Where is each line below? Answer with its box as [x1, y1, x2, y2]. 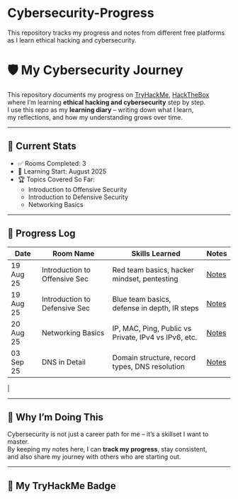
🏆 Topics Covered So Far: [17, 175, 96, 184]
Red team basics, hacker [112, 264, 195, 274]
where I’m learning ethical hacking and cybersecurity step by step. [7, 98, 206, 106]
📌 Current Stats [7, 140, 76, 152]
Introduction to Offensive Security [28, 185, 127, 194]
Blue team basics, [112, 294, 171, 304]
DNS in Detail [41, 357, 86, 366]
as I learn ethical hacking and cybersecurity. [7, 35, 137, 44]
